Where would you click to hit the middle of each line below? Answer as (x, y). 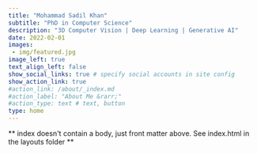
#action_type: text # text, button (67, 103)
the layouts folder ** (41, 142)
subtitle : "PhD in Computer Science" (70, 23)
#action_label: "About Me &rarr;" (65, 96)
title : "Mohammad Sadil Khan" (58, 15)
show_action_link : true (47, 81)
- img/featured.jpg (44, 52)
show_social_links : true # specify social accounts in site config (122, 74)
